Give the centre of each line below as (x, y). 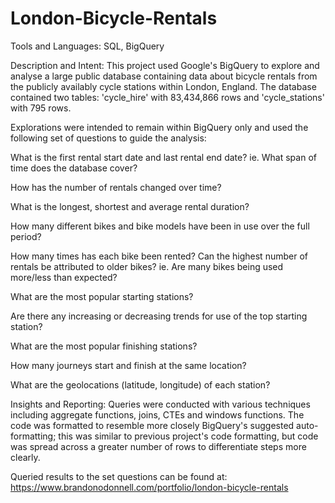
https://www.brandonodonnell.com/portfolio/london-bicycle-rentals (149, 487)
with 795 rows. (41, 108)
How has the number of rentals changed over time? (116, 187)
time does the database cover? (74, 168)
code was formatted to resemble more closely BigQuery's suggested (152, 425)
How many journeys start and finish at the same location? (128, 365)
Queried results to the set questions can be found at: (119, 476)
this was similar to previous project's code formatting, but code (188, 436)
